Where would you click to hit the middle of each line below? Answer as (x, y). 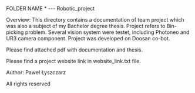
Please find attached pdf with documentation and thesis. (75, 50)
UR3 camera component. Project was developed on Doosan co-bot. (88, 38)
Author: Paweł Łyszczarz (36, 72)
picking (15, 32)
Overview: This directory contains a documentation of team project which (95, 20)
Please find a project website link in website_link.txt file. (73, 61)
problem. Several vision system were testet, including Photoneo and (107, 32)
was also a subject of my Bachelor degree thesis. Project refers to (86, 26)
